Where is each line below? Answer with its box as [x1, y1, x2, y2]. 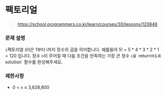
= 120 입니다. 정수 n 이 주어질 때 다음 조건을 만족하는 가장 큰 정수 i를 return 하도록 [5, 53, 162, 59]
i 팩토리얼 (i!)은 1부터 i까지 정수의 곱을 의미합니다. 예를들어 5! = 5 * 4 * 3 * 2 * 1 [5, 47, 159, 52]
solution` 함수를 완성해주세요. [5, 59, 63, 65]
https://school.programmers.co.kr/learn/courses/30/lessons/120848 [17, 21, 158, 27]
